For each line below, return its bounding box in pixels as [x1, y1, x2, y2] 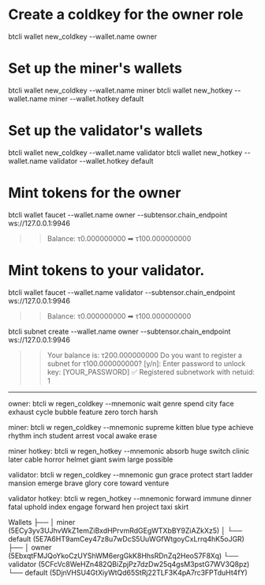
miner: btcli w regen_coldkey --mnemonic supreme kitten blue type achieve [8, 422, 254, 432]
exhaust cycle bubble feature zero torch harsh [8, 407, 159, 417]
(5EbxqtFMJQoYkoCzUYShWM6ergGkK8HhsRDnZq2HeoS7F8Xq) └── [8, 551, 239, 560]
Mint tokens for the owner [8, 184, 181, 202]
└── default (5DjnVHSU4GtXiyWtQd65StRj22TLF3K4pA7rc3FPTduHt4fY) [8, 568, 248, 577]
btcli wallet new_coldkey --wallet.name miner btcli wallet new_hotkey [8, 85, 233, 95]
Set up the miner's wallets [8, 59, 183, 77]
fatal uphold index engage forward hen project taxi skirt [8, 502, 189, 511]
